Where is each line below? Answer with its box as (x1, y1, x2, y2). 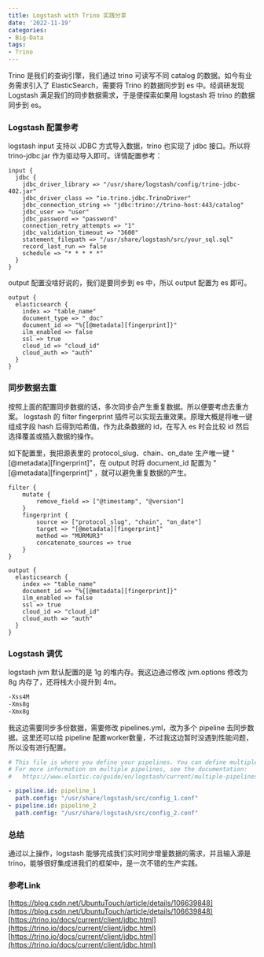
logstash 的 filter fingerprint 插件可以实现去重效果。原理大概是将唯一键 (23, 411, 253, 421)
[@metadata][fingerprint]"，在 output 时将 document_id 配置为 (8, 458, 212, 467)
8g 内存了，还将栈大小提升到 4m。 (8, 677, 121, 686)
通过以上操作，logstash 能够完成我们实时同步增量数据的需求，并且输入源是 (8, 848, 251, 858)
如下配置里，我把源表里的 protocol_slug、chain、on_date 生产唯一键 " (8, 448, 235, 458)
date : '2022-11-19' (8, 19, 72, 27)
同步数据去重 (8, 383, 57, 394)
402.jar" (8, 187, 37, 195)
